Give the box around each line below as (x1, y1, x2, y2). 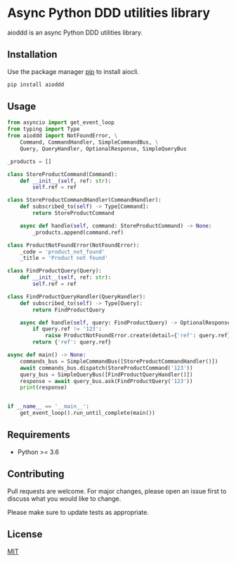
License (7, 528, 43, 540)
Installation (7, 49, 58, 61)
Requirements (7, 429, 70, 441)
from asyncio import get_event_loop (7, 119, 114, 126)
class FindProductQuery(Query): (7, 268, 102, 275)
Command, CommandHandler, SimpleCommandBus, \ (20, 139, 159, 146)
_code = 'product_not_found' (20, 248, 105, 255)
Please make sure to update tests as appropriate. (7, 508, 150, 516)
